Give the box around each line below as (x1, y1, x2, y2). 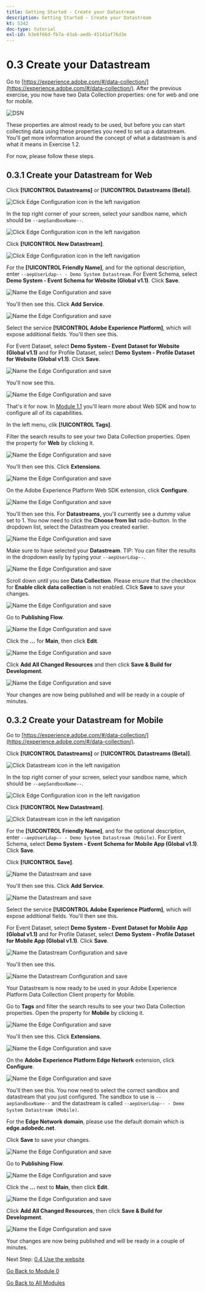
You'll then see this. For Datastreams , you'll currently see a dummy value (6, 510, 191, 518)
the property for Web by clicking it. (6, 439, 95, 446)
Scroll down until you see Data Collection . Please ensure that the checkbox (6, 577, 196, 584)
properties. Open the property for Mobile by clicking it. (6, 1009, 145, 1016)
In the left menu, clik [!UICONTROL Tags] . (6, 420, 112, 428)
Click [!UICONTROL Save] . (6, 858, 74, 865)
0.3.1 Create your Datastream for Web (6, 170, 153, 181)
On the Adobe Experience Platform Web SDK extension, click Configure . (6, 486, 189, 494)
